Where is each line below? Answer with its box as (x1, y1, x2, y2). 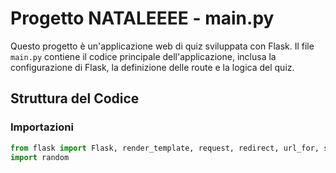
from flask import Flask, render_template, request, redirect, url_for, (10, 143, 320, 153)
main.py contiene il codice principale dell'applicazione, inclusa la (10, 50, 277, 62)
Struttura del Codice (10, 90, 140, 107)
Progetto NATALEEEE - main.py (10, 7, 275, 30)
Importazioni (10, 120, 74, 134)
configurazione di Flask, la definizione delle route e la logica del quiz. (10, 61, 295, 73)
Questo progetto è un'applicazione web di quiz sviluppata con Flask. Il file (10, 40, 315, 52)
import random (10, 152, 70, 162)
